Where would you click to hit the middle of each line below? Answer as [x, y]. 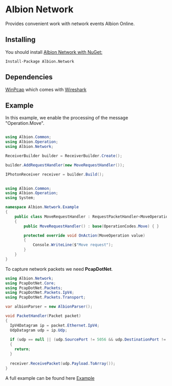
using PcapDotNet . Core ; [31, 283]
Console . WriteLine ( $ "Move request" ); [73, 245]
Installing [20, 40]
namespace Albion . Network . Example [42, 207]
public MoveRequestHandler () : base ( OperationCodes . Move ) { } [91, 226]
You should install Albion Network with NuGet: [54, 52]
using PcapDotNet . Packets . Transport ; [46, 297]
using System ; [20, 198]
